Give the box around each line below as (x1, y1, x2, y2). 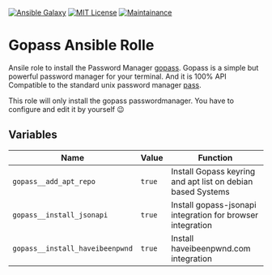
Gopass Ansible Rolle (8, 37, 155, 54)
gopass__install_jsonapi (12, 210, 108, 219)
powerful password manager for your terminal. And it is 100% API (8, 71, 227, 81)
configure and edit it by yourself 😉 (8, 104, 125, 114)
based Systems (171, 186, 230, 197)
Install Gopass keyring (171, 165, 256, 177)
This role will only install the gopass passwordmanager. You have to (8, 96, 235, 105)
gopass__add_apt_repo (12, 177, 96, 186)
